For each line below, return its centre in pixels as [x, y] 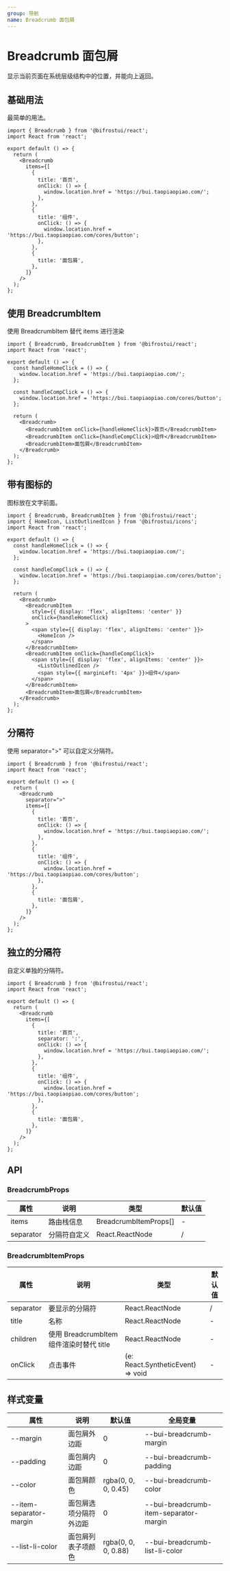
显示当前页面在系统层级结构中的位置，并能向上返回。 [82, 76]
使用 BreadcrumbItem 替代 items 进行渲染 [66, 331]
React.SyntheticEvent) [160, 1365]
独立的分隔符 [34, 953]
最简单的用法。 [28, 118]
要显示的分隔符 [73, 1309]
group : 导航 [23, 13]
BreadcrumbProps [38, 1190]
